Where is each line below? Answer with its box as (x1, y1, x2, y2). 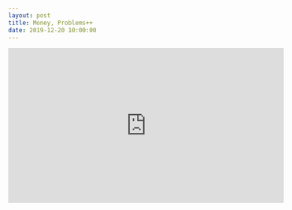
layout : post (8, 11, 51, 20)
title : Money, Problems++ (8, 19, 93, 27)
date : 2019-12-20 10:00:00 (8, 26, 97, 34)
